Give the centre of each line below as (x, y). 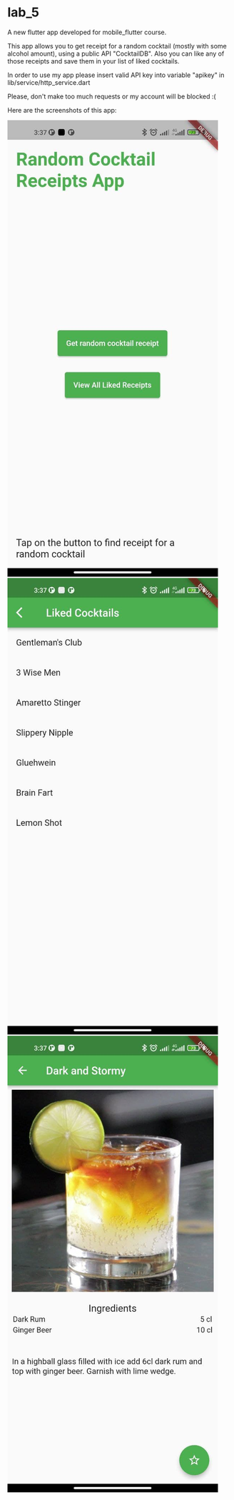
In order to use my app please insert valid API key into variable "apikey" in (116, 75)
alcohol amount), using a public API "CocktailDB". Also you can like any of (116, 53)
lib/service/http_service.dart (49, 82)
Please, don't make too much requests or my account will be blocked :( (112, 96)
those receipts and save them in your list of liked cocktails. (93, 61)
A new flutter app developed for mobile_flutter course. (87, 32)
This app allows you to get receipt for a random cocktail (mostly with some (117, 46)
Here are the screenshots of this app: (62, 110)
